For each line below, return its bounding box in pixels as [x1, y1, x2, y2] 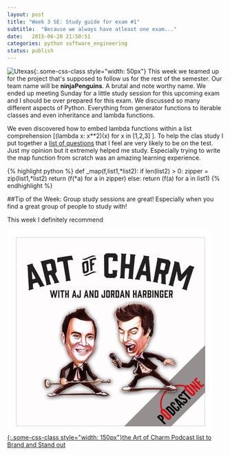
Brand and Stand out [7, 441, 66, 449]
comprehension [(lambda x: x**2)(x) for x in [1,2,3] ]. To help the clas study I [7, 131, 224, 140]
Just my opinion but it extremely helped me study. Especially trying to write [7, 147, 220, 154]
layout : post [7, 11, 45, 18]
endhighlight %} [7, 182, 53, 189]
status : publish [7, 47, 54, 54]
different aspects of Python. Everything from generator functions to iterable [7, 104, 222, 112]
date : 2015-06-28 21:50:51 [7, 33, 91, 40]
